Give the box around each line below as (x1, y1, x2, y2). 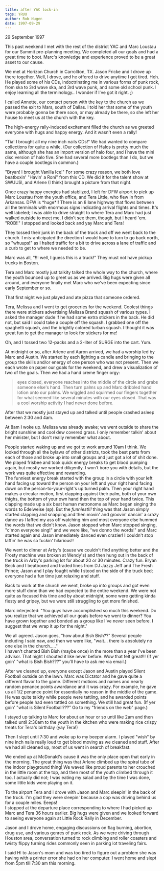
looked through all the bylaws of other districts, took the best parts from (5, 449, 150, 455)
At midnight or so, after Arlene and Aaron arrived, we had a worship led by (5, 349, 155, 355)
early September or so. (5, 285, 51, 291)
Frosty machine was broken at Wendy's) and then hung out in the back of (5, 552, 153, 558)
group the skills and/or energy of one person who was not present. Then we (5, 359, 159, 365)
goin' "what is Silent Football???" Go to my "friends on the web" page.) (5, 705, 148, 711)
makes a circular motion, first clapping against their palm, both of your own (5, 491, 157, 497)
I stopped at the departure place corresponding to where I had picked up (5, 805, 152, 811)
